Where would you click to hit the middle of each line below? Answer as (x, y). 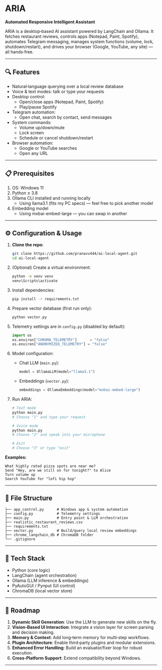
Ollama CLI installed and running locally (51, 198)
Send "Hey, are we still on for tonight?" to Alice (58, 470)
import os (22, 335)
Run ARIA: (22, 399)
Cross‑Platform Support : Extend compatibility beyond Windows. (76, 658)
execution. (22, 653)
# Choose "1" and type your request (49, 417)
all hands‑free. (19, 52)
